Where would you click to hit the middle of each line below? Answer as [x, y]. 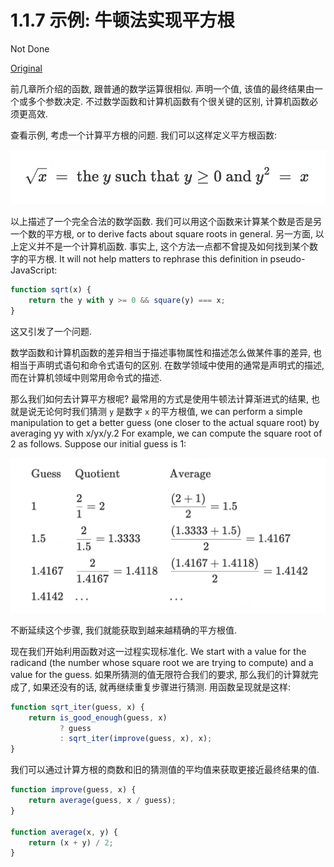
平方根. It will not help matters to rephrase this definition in [147, 259]
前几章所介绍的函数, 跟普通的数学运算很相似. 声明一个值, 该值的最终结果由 [162, 88]
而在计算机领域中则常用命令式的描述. [86, 377]
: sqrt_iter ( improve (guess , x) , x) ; [136, 739]
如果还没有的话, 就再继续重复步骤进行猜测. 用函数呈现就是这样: [161, 687]
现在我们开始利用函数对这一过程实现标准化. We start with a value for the [158, 651]
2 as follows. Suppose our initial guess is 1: [98, 443]
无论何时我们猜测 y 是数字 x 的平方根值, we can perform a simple [169, 411]
